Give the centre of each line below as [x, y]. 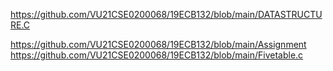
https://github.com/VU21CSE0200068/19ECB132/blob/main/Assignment [158, 44]
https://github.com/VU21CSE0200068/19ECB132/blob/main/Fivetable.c [157, 55]
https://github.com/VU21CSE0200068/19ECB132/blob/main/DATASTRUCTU [166, 14]
